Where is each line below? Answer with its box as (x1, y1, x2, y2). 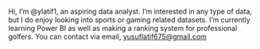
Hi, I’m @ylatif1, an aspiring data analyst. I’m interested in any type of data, (8, 7, 253, 16)
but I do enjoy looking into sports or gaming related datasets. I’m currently (8, 15, 250, 24)
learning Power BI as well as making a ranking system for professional (8, 24, 238, 32)
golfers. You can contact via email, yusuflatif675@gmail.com (8, 32, 207, 41)
